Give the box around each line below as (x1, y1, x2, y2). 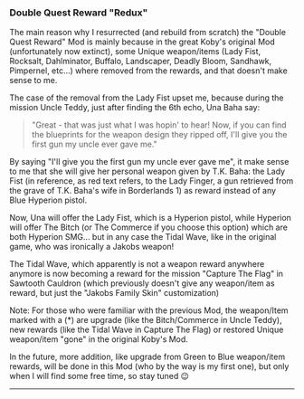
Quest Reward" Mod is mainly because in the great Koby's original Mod (9, 36, 276, 47)
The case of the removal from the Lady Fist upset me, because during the (9, 92, 284, 103)
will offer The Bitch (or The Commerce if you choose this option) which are (9, 222, 288, 233)
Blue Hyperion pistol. (9, 195, 88, 205)
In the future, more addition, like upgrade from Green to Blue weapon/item (9, 351, 286, 363)
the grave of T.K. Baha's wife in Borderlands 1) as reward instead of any (9, 185, 277, 196)
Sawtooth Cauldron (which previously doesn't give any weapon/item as (9, 278, 275, 289)
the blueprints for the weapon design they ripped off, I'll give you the (31, 129, 288, 140)
